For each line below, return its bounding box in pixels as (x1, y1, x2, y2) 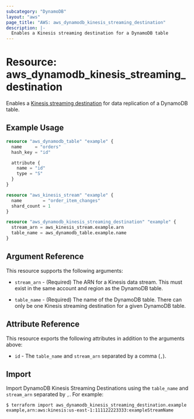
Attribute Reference (6, 320, 80, 329)
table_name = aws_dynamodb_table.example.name (11, 230, 127, 236)
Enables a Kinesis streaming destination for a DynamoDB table (11, 30, 168, 36)
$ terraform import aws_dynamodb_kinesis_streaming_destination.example (6, 402, 187, 408)
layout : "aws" (6, 14, 41, 20)
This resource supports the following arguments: (6, 267, 123, 274)
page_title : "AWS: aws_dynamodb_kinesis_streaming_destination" (6, 19, 166, 25)
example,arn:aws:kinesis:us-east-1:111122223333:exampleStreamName (6, 407, 174, 413)
